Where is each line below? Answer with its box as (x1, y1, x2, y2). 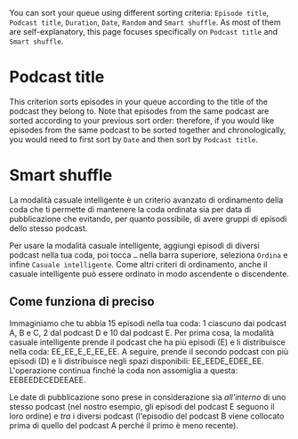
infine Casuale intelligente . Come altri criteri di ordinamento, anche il (9, 259, 268, 269)
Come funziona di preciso (9, 294, 155, 309)
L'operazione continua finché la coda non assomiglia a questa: (9, 364, 238, 376)
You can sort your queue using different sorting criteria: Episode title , (9, 8, 270, 18)
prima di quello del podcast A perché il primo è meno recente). (9, 419, 238, 430)
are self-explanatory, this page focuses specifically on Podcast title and (9, 27, 278, 36)
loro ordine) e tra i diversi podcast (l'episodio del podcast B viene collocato (9, 411, 285, 421)
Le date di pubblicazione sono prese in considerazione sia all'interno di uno (9, 391, 286, 403)
